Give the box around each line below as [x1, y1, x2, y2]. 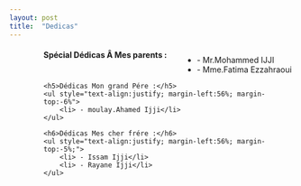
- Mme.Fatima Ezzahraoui [196, 64, 293, 75]
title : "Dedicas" [9, 22, 78, 31]
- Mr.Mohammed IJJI [196, 55, 275, 66]
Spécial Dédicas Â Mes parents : [43, 50, 168, 60]
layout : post [9, 13, 59, 23]
